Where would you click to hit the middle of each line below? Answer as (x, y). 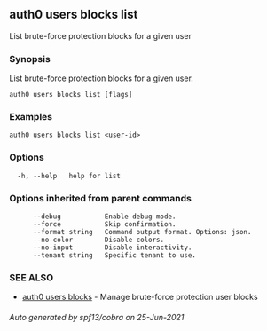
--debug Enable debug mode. (104, 217)
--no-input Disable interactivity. (112, 248)
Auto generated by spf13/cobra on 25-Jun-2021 (97, 317)
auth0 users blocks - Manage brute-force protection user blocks (140, 297)
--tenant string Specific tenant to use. (114, 256)
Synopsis (30, 59)
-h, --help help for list (69, 176)
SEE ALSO (31, 277)
